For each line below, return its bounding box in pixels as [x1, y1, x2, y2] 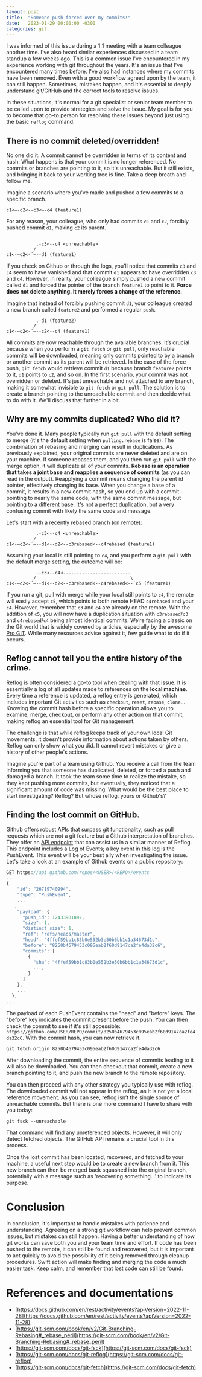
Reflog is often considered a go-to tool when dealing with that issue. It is [6, 679, 186, 686]
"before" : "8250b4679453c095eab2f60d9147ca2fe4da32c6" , [22, 942, 166, 948]
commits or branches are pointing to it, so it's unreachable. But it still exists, [6, 164, 194, 172]
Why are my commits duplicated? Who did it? [6, 414, 180, 425]
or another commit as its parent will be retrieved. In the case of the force [6, 358, 186, 365]
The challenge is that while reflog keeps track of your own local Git [6, 729, 172, 736]
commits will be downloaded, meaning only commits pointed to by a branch [6, 351, 194, 359]
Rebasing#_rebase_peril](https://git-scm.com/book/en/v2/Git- [14, 1332, 170, 1339]
